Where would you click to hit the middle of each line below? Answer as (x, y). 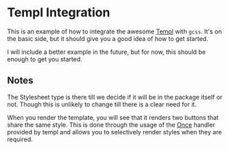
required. (20, 139)
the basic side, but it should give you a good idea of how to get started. (108, 38)
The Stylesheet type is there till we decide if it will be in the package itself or (115, 97)
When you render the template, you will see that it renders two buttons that (113, 117)
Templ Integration (59, 13)
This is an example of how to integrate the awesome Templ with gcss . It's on (114, 31)
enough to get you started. (45, 59)
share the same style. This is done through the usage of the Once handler (111, 125)
